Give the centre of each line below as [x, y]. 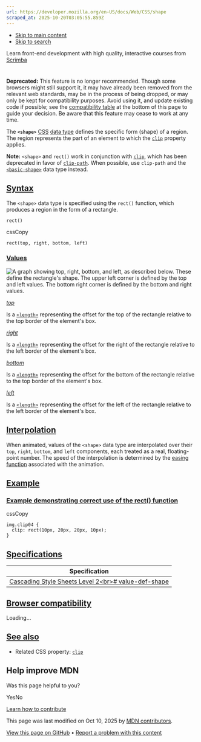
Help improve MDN [43, 671]
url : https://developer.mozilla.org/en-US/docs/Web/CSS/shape [86, 12]
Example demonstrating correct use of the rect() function [92, 501]
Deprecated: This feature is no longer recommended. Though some [91, 81]
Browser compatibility [49, 603]
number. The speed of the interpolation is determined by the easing [104, 457]
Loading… [19, 617]
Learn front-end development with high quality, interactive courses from [96, 53]
